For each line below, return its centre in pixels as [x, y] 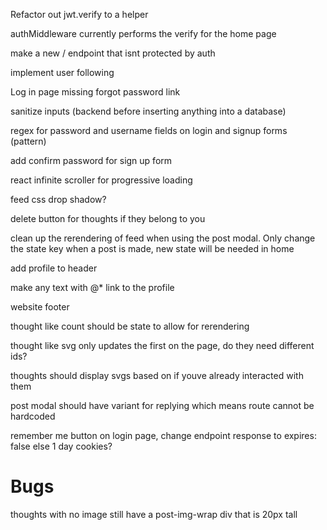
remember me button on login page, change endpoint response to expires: [163, 435]
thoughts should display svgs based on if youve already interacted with [157, 375]
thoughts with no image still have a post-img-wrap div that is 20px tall [154, 514]
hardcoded [33, 416]
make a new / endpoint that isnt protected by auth [113, 53]
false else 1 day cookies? [61, 446]
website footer [40, 307]
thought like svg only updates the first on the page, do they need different [162, 345]
